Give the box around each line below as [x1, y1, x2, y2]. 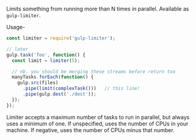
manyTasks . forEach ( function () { [12, 74, 94, 80]
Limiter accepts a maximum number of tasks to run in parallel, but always [6, 113, 190, 121]
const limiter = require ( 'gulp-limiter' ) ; [6, 35, 116, 41]
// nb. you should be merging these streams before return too [12, 68, 175, 75]
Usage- [6, 24, 26, 30]
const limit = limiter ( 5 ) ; [12, 57, 80, 63]
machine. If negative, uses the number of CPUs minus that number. [6, 126, 175, 133]
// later [6, 46, 29, 52]
